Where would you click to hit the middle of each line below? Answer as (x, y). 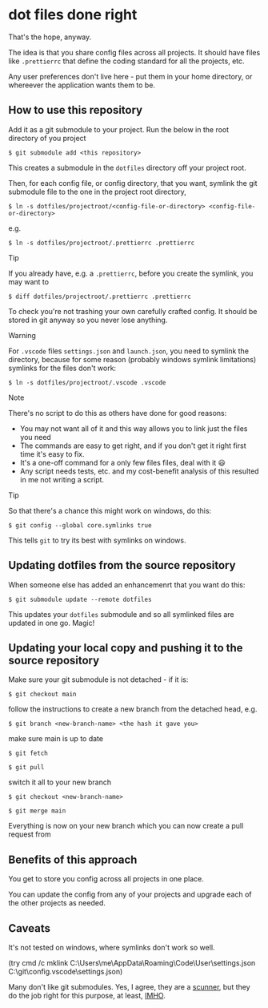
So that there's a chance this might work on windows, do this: (110, 510)
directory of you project (47, 138)
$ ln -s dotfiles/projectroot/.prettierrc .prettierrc (102, 243)
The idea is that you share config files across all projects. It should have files (134, 52)
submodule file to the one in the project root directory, (97, 192)
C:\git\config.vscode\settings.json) (66, 972)
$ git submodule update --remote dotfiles (80, 599)
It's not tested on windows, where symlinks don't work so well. (112, 948)
